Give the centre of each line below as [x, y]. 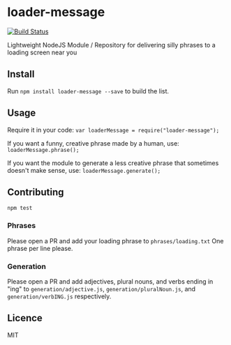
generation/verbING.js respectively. [59, 296]
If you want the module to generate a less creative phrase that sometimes [113, 163]
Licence [25, 318]
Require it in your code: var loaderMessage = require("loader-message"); [113, 130]
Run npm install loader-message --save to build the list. [88, 91]
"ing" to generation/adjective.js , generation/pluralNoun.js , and [102, 289]
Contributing [36, 192]
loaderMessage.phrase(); [43, 150]
